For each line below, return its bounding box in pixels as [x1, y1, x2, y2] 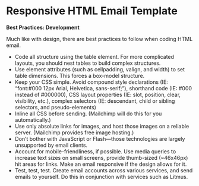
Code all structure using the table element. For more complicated [14, 53, 174, 60]
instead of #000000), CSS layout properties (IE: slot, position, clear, [14, 91, 181, 98]
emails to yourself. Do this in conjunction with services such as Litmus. [14, 173, 188, 180]
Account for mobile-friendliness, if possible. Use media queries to [14, 147, 176, 155]
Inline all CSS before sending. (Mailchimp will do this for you [14, 110, 162, 117]
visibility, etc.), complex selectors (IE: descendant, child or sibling [14, 97, 175, 105]
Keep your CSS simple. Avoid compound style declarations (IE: [14, 78, 168, 86]
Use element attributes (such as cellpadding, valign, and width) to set [14, 65, 185, 72]
